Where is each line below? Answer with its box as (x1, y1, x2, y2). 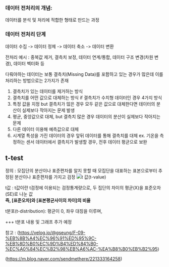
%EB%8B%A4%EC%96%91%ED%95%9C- (5, 235, 97, 241)
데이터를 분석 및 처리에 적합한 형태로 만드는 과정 (5, 17, 100, 23)
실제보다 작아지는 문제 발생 (22, 107, 75, 113)
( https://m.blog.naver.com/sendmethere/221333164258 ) (5, 256, 123, 262)
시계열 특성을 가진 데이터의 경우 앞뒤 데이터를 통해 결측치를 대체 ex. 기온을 (12, 132, 159, 139)
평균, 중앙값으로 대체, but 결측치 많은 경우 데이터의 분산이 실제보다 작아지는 (12, 113, 160, 119)
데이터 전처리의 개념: (5, 4, 52, 11)
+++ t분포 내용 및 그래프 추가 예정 (5, 219, 72, 225)
